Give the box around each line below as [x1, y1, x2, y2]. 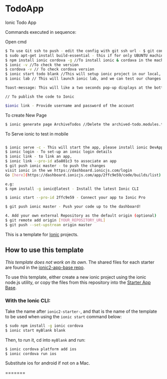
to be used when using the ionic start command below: [5, 313, 122, 319]
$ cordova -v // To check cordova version [5, 67, 94, 72]
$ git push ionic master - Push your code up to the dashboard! [5, 204, 141, 209]
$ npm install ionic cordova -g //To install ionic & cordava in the [5, 58, 153, 63]
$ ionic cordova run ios [5, 351, 57, 356]
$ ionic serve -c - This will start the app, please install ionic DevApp [5, 145, 164, 150]
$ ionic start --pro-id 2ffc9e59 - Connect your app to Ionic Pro [5, 195, 146, 200]
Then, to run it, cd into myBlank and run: [5, 337, 85, 343]
